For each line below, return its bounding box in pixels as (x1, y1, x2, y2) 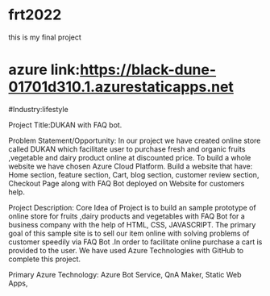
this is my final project (8, 32, 82, 42)
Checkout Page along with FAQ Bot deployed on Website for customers (8, 178, 245, 188)
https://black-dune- (79, 60, 217, 79)
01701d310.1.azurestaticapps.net (8, 78, 234, 96)
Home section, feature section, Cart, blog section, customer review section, (8, 169, 260, 179)
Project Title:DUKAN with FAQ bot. (8, 119, 123, 130)
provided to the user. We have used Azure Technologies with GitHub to (8, 245, 244, 255)
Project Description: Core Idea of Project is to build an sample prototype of (8, 202, 256, 212)
